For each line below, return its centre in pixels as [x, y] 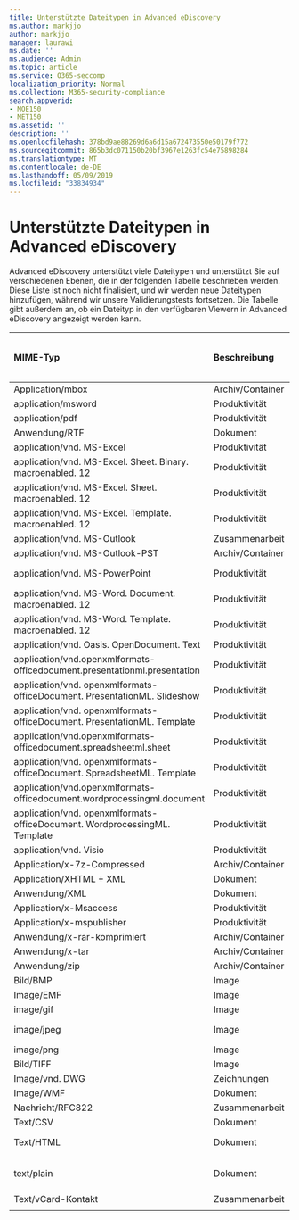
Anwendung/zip [47, 967]
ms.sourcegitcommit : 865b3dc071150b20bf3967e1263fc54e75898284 [129, 150]
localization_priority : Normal [67, 84]
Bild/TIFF [32, 1065]
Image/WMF [39, 1093]
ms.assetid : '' [37, 126]
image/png [36, 1050]
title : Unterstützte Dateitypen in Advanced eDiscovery [115, 17]
